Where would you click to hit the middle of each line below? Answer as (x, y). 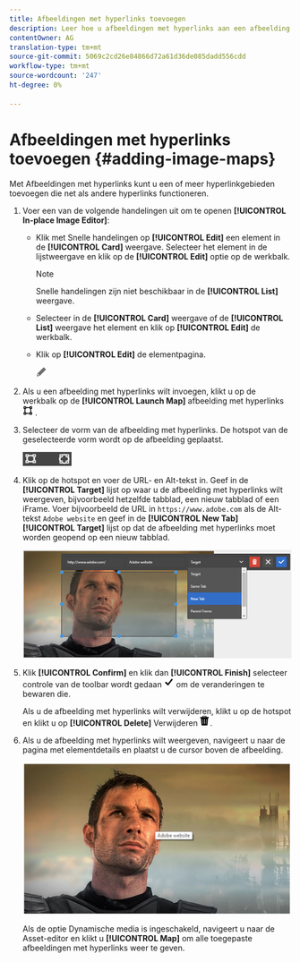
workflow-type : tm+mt (50, 66)
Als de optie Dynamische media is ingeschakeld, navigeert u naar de (148, 929)
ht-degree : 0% (36, 85)
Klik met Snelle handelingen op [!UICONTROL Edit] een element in (158, 237)
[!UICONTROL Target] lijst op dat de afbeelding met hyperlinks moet (149, 527)
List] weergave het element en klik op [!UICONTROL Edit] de (148, 328)
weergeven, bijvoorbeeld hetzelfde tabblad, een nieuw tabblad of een (150, 499)
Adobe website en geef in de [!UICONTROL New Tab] (141, 518)
